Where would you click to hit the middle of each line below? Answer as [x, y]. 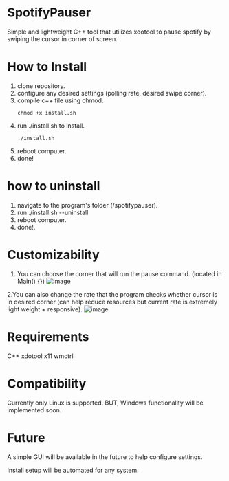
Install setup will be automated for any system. [73, 470]
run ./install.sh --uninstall [53, 212]
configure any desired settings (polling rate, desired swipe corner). [112, 93]
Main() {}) [31, 281]
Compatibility [47, 383]
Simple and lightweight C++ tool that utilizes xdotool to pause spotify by [109, 32]
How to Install [47, 67]
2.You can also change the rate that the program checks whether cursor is [112, 294]
